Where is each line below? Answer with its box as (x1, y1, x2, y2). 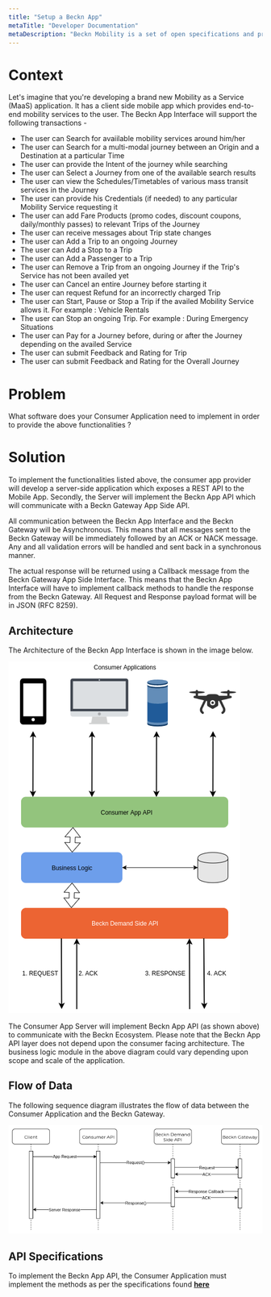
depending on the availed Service (19, 340, 132, 349)
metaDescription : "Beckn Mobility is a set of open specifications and (8, 30, 254, 38)
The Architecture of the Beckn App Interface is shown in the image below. (8, 645, 254, 655)
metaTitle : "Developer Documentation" (8, 21, 139, 30)
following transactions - (8, 118, 87, 128)
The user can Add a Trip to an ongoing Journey (19, 236, 178, 246)
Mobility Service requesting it (19, 202, 119, 212)
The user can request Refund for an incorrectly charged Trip (19, 288, 221, 298)
